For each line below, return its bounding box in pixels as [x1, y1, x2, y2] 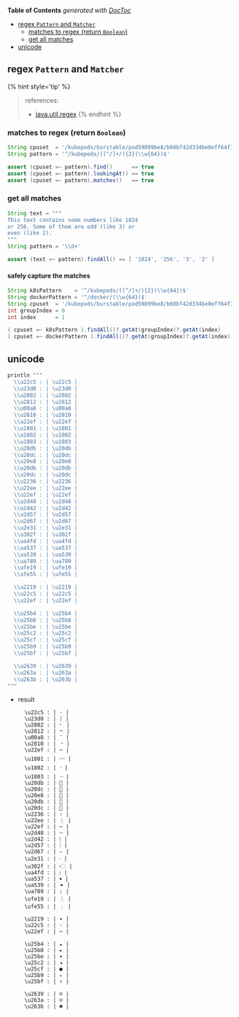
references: [24, 96, 59, 104]
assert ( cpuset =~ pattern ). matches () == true [7, 176, 154, 184]
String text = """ [7, 210, 62, 217]
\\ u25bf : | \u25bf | [14, 649, 78, 657]
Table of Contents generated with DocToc [7, 6, 132, 14]
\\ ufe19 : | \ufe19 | [14, 564, 78, 572]
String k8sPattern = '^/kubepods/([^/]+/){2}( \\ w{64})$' [7, 287, 190, 295]
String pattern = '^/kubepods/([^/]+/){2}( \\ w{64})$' [7, 150, 171, 158]
